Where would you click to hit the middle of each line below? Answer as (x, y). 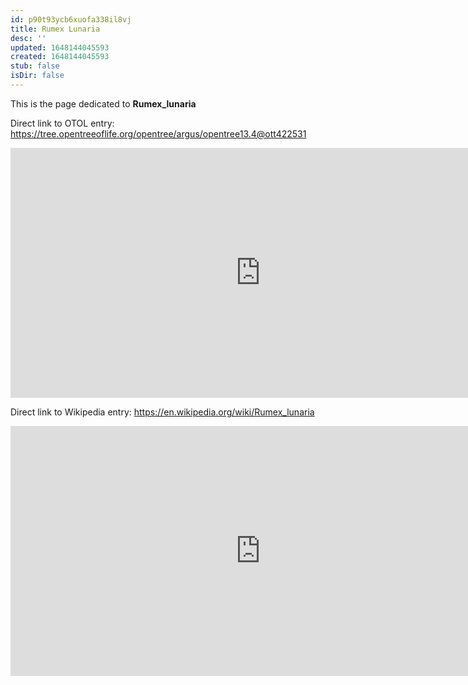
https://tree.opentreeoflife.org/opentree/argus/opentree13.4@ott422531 (158, 133)
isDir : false (37, 76)
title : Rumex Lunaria (55, 29)
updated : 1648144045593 (60, 47)
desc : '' (28, 38)
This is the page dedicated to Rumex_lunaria (103, 103)
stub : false (35, 66)
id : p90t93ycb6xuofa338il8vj (71, 19)
